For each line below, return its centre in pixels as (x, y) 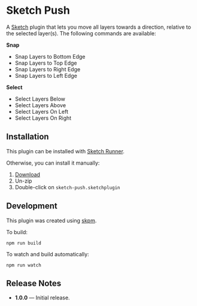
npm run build (24, 243)
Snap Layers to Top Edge (46, 63)
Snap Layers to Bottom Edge (50, 56)
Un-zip (23, 181)
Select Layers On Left (42, 111)
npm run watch (24, 265)
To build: (17, 232)
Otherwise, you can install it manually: (53, 163)
